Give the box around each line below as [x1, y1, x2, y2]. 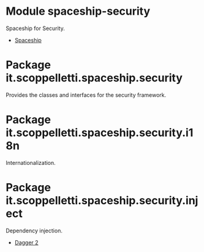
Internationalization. [6, 159, 56, 166]
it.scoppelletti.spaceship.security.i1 [6, 126, 194, 140]
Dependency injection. [6, 227, 62, 234]
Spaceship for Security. [6, 25, 66, 32]
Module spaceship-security [6, 4, 151, 18]
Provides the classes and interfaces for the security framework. [6, 91, 167, 99]
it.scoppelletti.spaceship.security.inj [6, 194, 198, 207]
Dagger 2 [14, 239, 39, 246]
